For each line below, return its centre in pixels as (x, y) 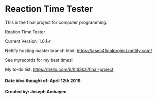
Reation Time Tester (25, 32)
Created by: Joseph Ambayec (36, 92)
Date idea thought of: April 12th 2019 (43, 81)
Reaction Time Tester (49, 9)
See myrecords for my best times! (39, 60)
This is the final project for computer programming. (56, 22)
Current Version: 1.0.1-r (28, 41)
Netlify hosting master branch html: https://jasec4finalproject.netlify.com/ (78, 50)
